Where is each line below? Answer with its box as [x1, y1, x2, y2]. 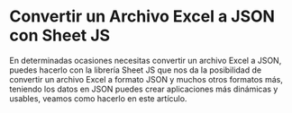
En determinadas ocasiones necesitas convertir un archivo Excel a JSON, [9, 55, 282, 65]
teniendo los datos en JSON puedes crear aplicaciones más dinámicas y [9, 83, 278, 94]
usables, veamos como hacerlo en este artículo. [9, 92, 187, 104]
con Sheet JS [9, 25, 111, 46]
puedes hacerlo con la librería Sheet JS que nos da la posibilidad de [9, 65, 262, 75]
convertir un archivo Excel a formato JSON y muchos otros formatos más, [9, 74, 284, 84]
